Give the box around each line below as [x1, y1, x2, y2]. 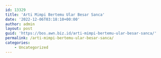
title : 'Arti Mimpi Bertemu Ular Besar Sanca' [5, 12, 105, 17]
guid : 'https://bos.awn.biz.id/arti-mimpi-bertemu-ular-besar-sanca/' [5, 31, 157, 36]
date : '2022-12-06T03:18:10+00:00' [5, 17, 80, 22]
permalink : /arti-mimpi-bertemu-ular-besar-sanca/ [5, 36, 114, 41]
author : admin [5, 21, 35, 27]
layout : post [5, 26, 33, 31]
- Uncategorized [14, 45, 49, 50]
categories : [5, 40, 30, 45]
